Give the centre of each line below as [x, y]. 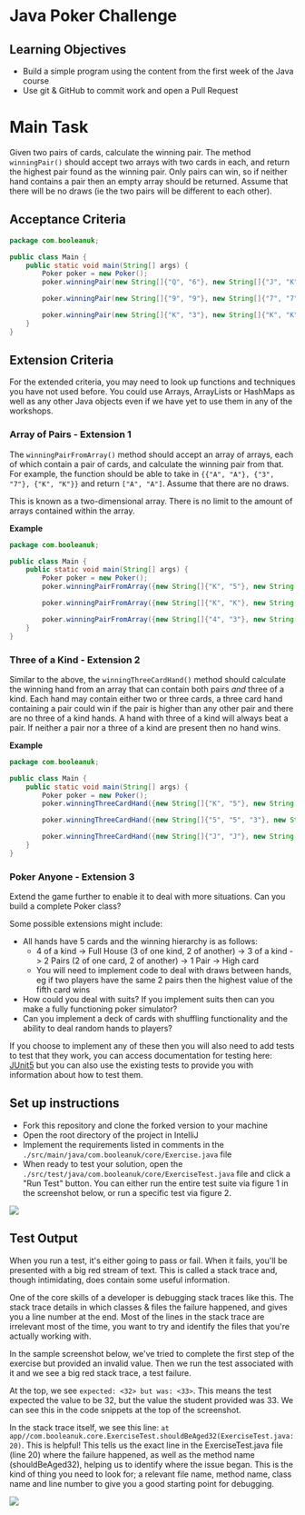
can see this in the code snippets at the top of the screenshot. [126, 1410]
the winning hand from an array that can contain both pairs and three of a [147, 689]
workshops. [31, 411]
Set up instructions [64, 1104]
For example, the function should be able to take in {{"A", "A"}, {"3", [142, 473]
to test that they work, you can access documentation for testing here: [141, 1056]
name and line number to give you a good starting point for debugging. [142, 1483]
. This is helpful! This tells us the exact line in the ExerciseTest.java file [152, 1445]
